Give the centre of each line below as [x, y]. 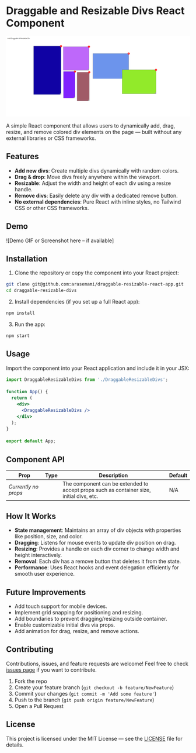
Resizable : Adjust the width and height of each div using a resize [92, 183]
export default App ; [31, 441]
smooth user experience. [44, 574]
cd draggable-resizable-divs [41, 291]
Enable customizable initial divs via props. [65, 625]
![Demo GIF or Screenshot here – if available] [60, 240]
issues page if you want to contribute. [52, 670]
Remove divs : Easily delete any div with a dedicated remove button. [96, 195]
